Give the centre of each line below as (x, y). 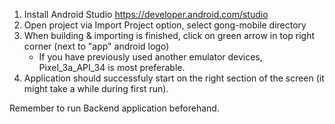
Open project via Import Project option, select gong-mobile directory (165, 25)
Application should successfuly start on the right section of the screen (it (174, 78)
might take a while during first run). (96, 88)
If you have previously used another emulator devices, (150, 57)
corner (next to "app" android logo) (96, 46)
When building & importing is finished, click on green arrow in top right (169, 35)
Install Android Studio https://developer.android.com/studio (146, 14)
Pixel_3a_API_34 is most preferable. (112, 67)
